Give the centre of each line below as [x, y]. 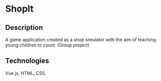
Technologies [27, 61]
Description [24, 28]
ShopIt [19, 9]
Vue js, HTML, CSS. [26, 73]
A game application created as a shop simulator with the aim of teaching [80, 39]
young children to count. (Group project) [47, 45]
